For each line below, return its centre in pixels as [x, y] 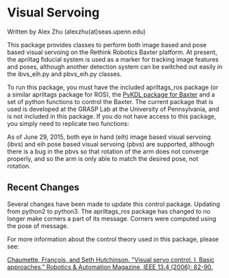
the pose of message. [38, 226]
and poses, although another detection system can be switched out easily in [115, 66]
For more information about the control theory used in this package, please [113, 239]
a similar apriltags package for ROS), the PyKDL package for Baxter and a [111, 94]
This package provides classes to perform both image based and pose [107, 45]
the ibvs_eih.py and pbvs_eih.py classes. [64, 74]
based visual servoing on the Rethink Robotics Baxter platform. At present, [112, 52]
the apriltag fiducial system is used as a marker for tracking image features [113, 59]
